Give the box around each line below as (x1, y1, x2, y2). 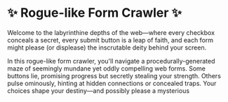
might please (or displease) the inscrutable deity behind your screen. (7, 43, 207, 52)
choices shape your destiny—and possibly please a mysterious (7, 86, 190, 95)
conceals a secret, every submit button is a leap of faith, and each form (7, 36, 214, 44)
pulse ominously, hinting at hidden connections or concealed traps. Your (7, 79, 217, 87)
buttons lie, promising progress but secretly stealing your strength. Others (7, 71, 221, 80)
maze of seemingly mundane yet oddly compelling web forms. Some (7, 64, 206, 73)
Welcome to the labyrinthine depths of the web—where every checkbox (7, 28, 215, 36)
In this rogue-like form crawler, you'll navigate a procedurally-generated (7, 57, 215, 65)
